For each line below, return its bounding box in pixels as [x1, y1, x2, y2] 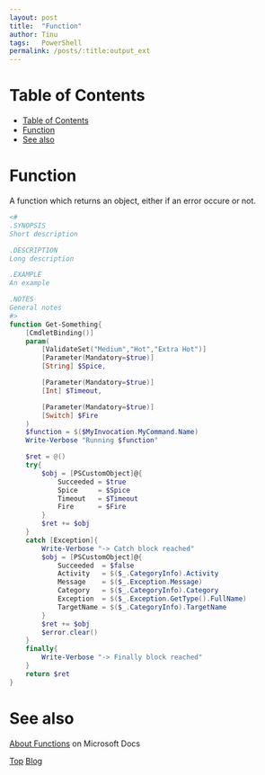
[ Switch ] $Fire [41, 411, 99, 420]
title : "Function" [9, 22, 83, 31]
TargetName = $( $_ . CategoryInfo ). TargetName [57, 602, 227, 611]
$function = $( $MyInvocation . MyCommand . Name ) [25, 428, 199, 437]
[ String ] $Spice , [41, 361, 106, 371]
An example [9, 279, 50, 288]
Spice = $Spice [57, 485, 130, 494]
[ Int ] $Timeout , [41, 386, 102, 396]
